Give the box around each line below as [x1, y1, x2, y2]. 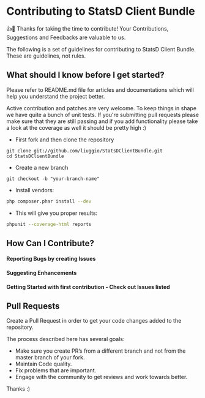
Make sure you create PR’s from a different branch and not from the [15, 347, 186, 355]
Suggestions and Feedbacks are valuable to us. [6, 34, 126, 41]
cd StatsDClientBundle [6, 153, 64, 159]
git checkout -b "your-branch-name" [6, 176, 100, 182]
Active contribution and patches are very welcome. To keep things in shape [6, 104, 197, 111]
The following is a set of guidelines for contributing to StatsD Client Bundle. [6, 45, 196, 53]
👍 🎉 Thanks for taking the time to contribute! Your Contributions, [6, 24, 169, 32]
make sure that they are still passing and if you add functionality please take [6, 118, 198, 125]
